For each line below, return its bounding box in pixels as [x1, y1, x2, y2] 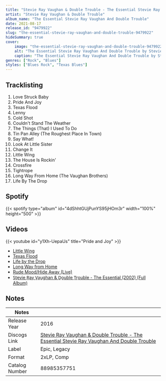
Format [8, 354, 25, 361]
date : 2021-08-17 [5, 21, 41, 26]
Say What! [12, 136, 34, 142]
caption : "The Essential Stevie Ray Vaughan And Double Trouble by [14, 53, 156, 58]
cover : [5, 40, 19, 45]
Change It [12, 146, 33, 152]
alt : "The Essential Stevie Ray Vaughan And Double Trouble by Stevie [14, 48, 163, 53]
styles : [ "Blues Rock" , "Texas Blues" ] [5, 62, 88, 67]
